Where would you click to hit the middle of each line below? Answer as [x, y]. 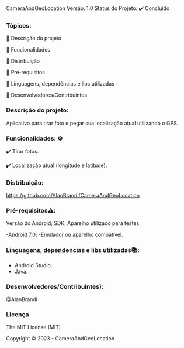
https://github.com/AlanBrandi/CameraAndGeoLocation [73, 196]
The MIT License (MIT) [34, 327]
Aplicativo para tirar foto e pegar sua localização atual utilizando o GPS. [92, 123]
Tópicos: [19, 25]
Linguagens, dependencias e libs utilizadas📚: [73, 250]
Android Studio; [33, 265]
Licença [18, 314]
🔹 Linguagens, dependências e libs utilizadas [60, 84]
